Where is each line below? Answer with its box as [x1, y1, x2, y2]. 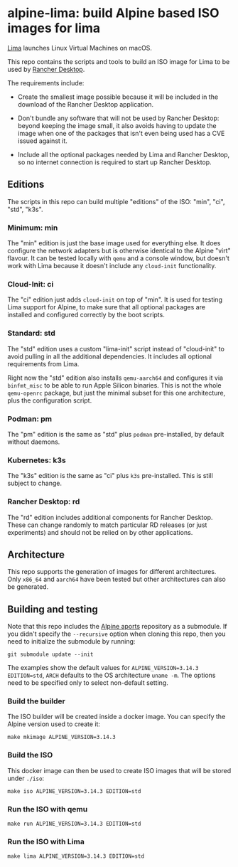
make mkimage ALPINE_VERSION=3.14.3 [7, 734, 116, 741]
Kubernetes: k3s [7, 455, 66, 465]
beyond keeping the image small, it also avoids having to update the [17, 121, 217, 129]
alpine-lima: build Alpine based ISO [7, 5, 220, 21]
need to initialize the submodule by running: [7, 637, 136, 646]
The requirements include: [7, 78, 85, 87]
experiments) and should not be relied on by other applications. [7, 528, 193, 536]
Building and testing [7, 603, 98, 615]
